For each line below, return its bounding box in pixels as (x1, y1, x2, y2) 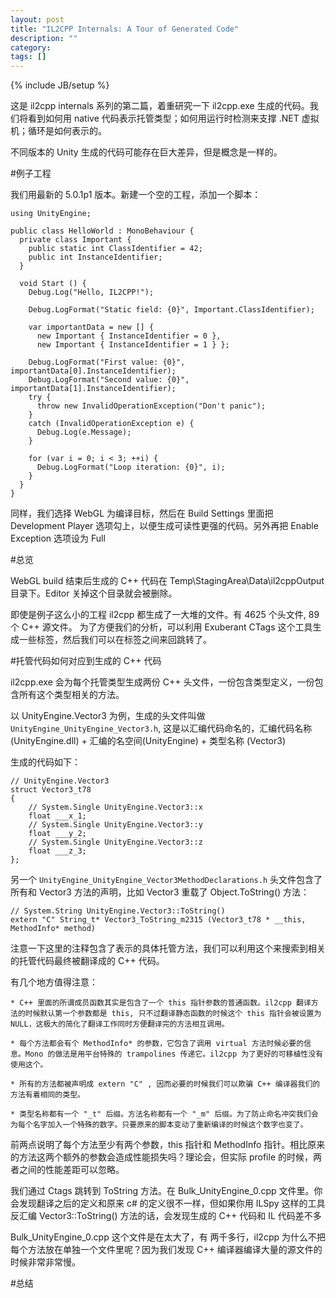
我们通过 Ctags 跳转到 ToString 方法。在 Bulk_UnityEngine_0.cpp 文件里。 (10, 1185, 315, 1197)
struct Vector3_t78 (10, 785, 92, 795)
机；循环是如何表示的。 (10, 125, 107, 137)
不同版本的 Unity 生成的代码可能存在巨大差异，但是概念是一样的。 (10, 146, 283, 158)
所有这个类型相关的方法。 (18, 689, 125, 701)
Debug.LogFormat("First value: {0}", (28, 357, 186, 368)
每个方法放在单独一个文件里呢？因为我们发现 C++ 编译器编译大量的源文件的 (10, 1244, 323, 1256)
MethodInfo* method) (10, 924, 97, 934)
